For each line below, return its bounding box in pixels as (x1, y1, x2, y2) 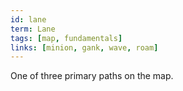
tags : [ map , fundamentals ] (10, 33, 123, 43)
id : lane (10, 14, 47, 25)
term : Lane (10, 24, 56, 34)
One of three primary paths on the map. (10, 70, 174, 82)
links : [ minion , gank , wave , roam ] (10, 42, 159, 53)
